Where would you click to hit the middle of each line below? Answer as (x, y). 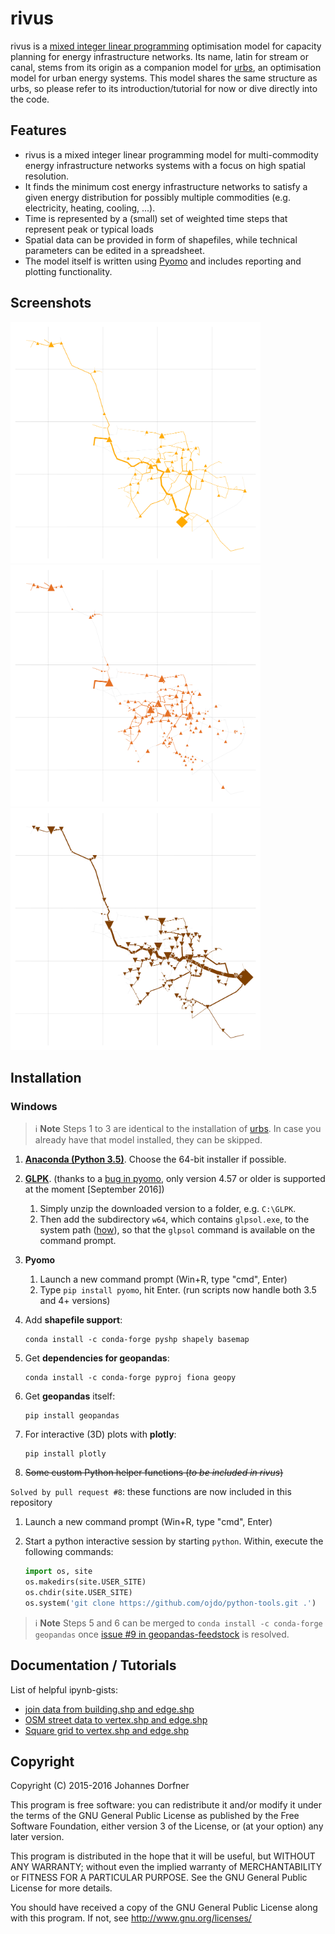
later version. (37, 1837)
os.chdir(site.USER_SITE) (78, 1592)
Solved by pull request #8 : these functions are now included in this (151, 1492)
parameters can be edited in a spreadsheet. (114, 250)
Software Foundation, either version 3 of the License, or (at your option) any (167, 1826)
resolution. (47, 176)
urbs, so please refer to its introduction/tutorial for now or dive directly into (164, 88)
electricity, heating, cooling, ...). (90, 208)
